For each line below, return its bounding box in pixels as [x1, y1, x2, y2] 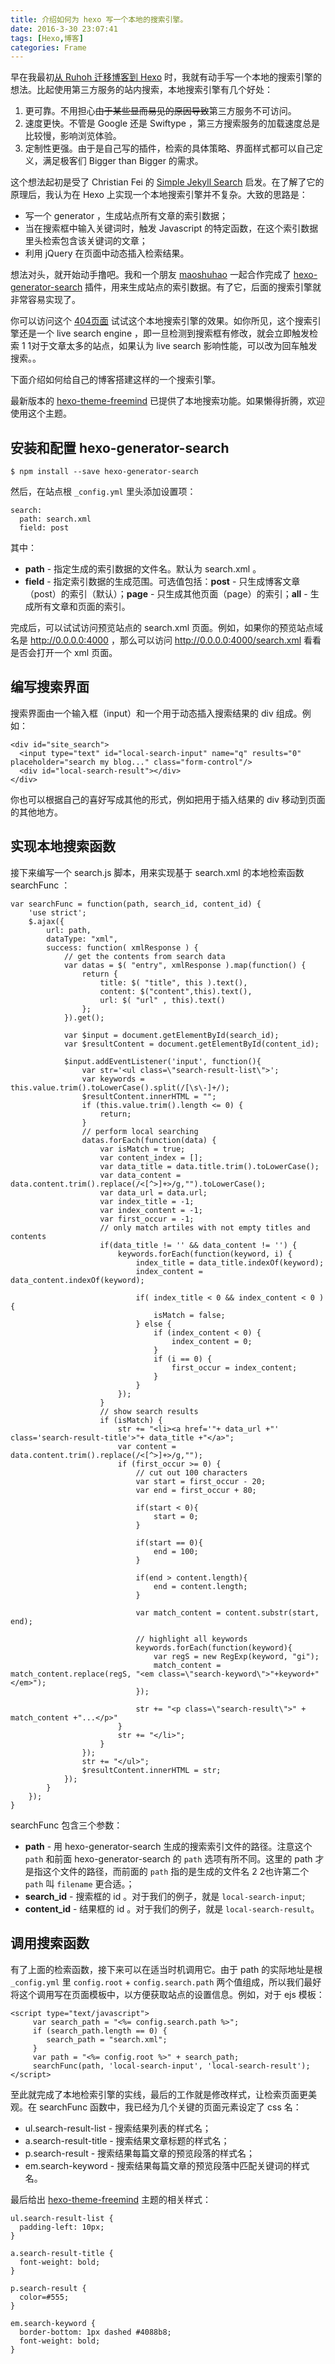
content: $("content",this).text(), [99, 986, 253, 996]
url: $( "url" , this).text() [99, 995, 226, 1005]
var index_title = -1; [99, 1196, 195, 1206]
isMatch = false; [153, 1310, 226, 1320]
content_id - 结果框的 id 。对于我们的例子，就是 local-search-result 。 [24, 1902, 320, 1915]
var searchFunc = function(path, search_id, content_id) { [10, 899, 262, 909]
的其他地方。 [10, 806, 63, 818]
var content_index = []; [99, 1152, 203, 1163]
